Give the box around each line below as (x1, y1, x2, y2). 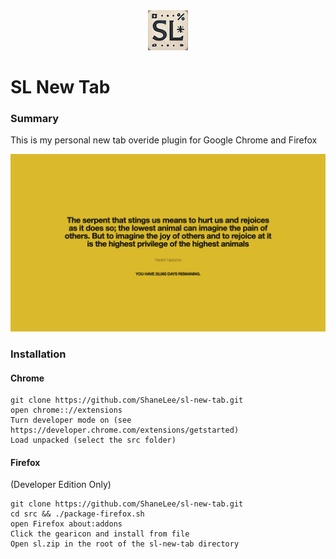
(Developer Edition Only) (10, 479, 112, 491)
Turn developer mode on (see (10, 415, 132, 426)
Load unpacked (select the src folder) (10, 435, 177, 446)
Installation (10, 347, 67, 361)
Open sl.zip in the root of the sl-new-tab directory (10, 539, 240, 549)
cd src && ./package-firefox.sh (10, 509, 145, 519)
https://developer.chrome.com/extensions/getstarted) (10, 425, 240, 436)
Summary (10, 112, 60, 126)
